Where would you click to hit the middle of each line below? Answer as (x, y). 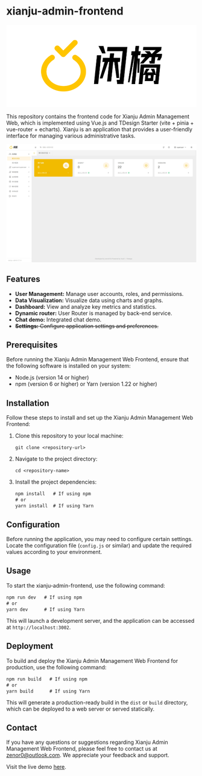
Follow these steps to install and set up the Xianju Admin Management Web (100, 418)
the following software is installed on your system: (68, 366)
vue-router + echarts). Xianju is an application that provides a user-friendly (99, 130)
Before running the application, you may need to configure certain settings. (99, 539)
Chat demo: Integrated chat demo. (58, 320)
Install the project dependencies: (56, 482)
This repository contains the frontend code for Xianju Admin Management (98, 117)
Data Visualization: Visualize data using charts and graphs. (89, 300)
